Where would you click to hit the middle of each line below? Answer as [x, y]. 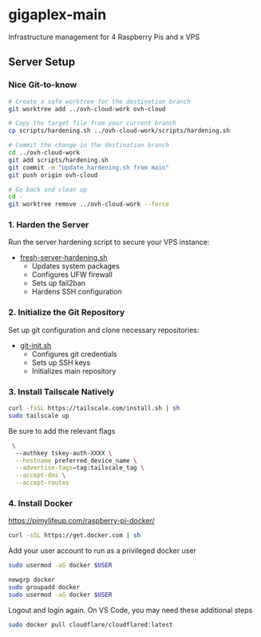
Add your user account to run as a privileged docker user [103, 551]
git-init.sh [36, 345]
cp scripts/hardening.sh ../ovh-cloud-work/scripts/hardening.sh [119, 131]
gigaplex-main [57, 15]
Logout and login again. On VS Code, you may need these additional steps [130, 610]
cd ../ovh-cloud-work [44, 153]
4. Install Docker [41, 503]
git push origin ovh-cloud [53, 175]
